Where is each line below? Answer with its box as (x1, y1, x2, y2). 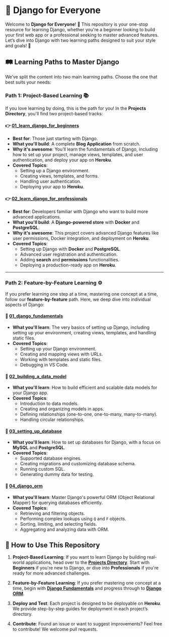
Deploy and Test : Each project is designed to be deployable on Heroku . (12, 600, 162, 606)
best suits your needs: (5, 79, 51, 85)
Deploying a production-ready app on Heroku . (20, 262, 117, 268)
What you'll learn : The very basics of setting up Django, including (12, 324, 150, 330)
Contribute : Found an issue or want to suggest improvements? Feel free (12, 621, 162, 627)
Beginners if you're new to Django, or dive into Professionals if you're (12, 565, 159, 571)
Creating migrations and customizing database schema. (20, 461, 136, 467)
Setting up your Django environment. (20, 345, 97, 351)
